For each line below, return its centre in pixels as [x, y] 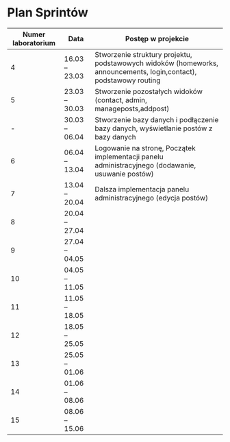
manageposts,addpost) [132, 108]
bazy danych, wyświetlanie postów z [154, 128]
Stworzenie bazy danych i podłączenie [157, 119]
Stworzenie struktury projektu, [144, 54]
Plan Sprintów [48, 13]
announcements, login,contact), [146, 71]
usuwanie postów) [124, 174]
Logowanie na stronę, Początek [145, 148]
